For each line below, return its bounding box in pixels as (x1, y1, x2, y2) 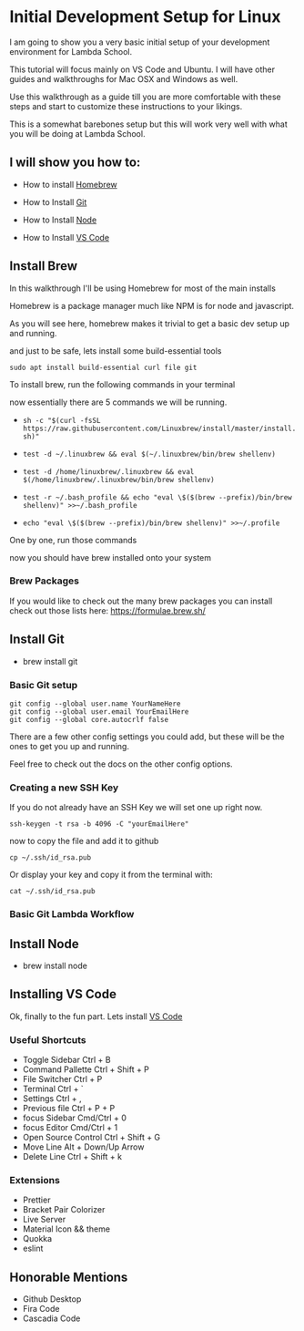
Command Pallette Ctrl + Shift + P (22, 1064, 150, 1075)
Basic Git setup (9, 678, 78, 691)
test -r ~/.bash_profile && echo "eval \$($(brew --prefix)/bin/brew (22, 492, 293, 502)
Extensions (9, 1174, 61, 1187)
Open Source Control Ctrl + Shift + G (22, 1132, 161, 1143)
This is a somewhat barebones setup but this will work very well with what (9, 119, 289, 129)
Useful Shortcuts (9, 1033, 86, 1046)
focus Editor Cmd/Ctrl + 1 (22, 1122, 118, 1133)
